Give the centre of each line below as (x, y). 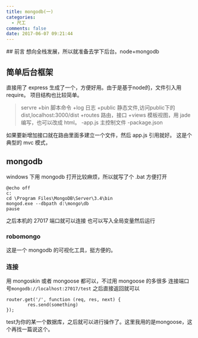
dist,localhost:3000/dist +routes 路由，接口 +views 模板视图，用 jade (106, 115)
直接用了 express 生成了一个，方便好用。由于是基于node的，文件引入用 (94, 87)
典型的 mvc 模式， (29, 142)
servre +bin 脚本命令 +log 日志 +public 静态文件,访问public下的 (98, 107)
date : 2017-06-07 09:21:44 (40, 34)
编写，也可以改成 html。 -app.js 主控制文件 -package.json (92, 122)
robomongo (23, 236)
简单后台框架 (30, 72)
